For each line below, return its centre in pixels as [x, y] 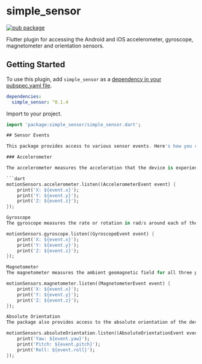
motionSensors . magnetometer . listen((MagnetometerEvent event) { [88, 284]
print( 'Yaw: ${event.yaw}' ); [54, 339]
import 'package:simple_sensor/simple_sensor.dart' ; [74, 124]
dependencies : [24, 96]
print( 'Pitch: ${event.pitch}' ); [59, 344]
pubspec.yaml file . [29, 85]
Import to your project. [34, 114]
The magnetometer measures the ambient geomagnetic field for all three [99, 273]
